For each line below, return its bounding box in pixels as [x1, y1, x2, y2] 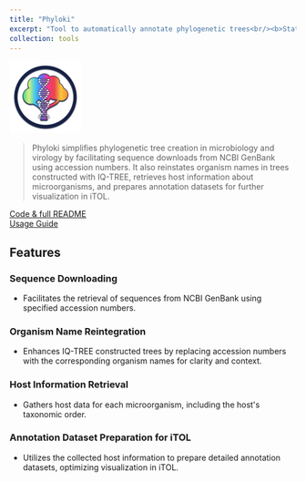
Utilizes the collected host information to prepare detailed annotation [22, 452, 280, 463]
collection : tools [9, 34, 79, 43]
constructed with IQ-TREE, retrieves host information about [31, 171, 254, 182]
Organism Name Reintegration [9, 324, 147, 337]
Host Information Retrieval [9, 378, 129, 391]
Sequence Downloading [9, 272, 118, 284]
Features [9, 244, 61, 260]
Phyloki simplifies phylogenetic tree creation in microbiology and [31, 142, 275, 154]
